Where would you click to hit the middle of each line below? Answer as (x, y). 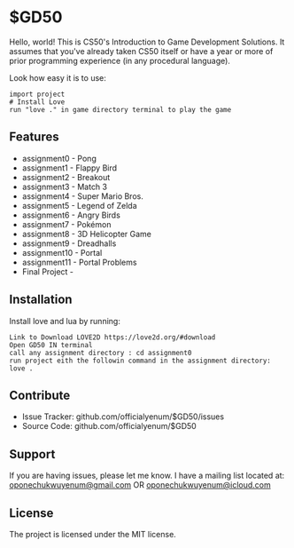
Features (34, 137)
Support (32, 454)
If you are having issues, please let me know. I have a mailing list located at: (147, 476)
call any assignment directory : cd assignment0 (101, 353)
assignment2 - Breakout (66, 177)
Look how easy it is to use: (58, 77)
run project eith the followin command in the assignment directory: (140, 361)
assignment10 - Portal (62, 252)
